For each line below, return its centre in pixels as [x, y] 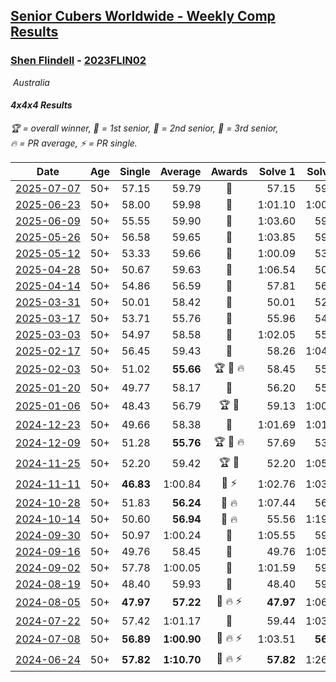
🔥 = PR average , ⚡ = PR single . [74, 143]
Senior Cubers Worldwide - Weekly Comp [143, 16]
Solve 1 [277, 171]
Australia [31, 82]
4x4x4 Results [41, 105]
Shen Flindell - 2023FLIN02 [78, 61]
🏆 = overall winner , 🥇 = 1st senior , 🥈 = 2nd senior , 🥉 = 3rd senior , [144, 128]
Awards [229, 171]
